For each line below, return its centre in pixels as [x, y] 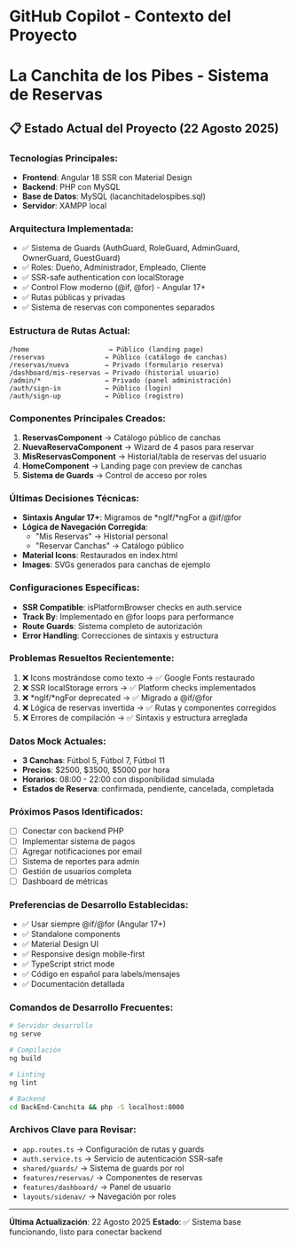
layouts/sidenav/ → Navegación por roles [99, 1196]
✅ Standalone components [71, 934]
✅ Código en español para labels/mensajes [101, 974]
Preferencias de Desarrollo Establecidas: [99, 904]
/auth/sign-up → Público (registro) [97, 396]
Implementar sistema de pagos [78, 841]
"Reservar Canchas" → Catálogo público [110, 546]
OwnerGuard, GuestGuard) [71, 258]
